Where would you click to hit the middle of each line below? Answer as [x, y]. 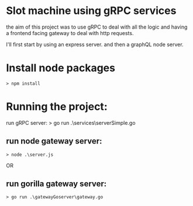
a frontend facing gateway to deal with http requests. [70, 33]
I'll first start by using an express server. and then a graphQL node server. [95, 44]
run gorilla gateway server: [56, 184]
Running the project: [57, 107]
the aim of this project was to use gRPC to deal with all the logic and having [97, 27]
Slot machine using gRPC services [91, 11]
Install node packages [61, 68]
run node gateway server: [54, 141]
